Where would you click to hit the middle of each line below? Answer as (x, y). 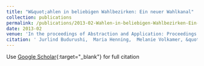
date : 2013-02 (24, 28)
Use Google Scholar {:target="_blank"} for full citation (73, 57)
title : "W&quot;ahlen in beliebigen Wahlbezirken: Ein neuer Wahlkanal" (100, 12)
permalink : (20, 23)
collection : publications (39, 17)
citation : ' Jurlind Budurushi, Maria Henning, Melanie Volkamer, (95, 40)
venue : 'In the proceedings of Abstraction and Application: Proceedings (102, 34)
